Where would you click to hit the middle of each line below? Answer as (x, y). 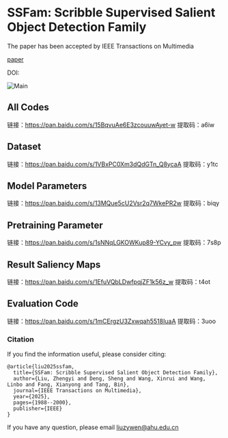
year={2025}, (32, 397)
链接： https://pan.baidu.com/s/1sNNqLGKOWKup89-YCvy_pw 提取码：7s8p (114, 243)
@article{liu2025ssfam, (41, 367)
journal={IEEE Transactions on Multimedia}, (77, 391)
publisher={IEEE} (38, 409)
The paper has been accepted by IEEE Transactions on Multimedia (101, 46)
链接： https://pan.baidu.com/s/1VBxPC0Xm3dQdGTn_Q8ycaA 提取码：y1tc (113, 164)
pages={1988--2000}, (42, 403)
